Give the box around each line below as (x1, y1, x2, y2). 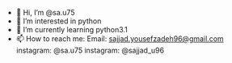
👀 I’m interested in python (15, 16, 102, 26)
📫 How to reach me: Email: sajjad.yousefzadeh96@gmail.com (15, 34, 224, 44)
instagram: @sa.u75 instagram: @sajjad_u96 (15, 45, 164, 55)
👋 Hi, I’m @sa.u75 (15, 8, 75, 17)
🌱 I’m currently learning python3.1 (15, 25, 128, 34)
